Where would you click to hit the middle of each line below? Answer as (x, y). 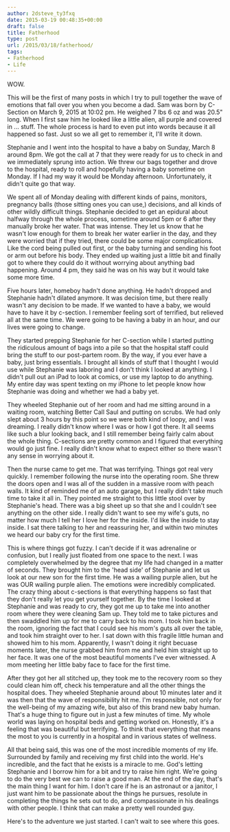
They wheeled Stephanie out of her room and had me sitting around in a (109, 404)
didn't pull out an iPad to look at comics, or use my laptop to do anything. (111, 377)
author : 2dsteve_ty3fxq (41, 13)
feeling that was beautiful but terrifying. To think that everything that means (114, 729)
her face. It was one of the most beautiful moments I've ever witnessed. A (112, 657)
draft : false (26, 26)
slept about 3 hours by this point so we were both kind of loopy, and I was (112, 419)
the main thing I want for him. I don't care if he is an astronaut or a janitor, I (112, 786)
